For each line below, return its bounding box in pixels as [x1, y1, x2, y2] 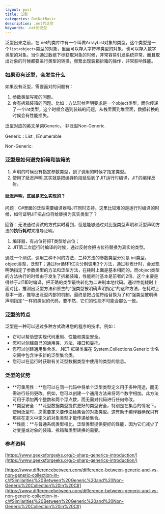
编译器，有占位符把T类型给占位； [12, 238, 80, 244]
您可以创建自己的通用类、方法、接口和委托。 [12, 340, 103, 346]
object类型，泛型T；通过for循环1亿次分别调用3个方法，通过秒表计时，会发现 [5, 261, 160, 267]
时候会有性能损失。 [12, 113, 52, 119]
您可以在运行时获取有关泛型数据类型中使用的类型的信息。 [12, 359, 129, 364]
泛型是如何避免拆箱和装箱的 [5, 156, 71, 163]
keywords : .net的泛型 [5, 26, 47, 30]
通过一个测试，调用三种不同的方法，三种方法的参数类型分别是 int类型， [5, 254, 149, 261]
